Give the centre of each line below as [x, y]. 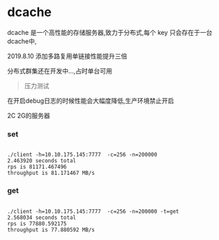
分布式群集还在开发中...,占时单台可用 [60, 71]
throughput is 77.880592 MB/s [51, 230]
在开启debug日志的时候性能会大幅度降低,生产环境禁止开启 [91, 100]
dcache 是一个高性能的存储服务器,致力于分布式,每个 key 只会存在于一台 [110, 32]
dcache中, [22, 41]
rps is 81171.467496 [37, 167]
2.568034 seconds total [42, 218]
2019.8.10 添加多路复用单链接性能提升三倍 [67, 56]
